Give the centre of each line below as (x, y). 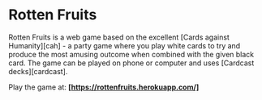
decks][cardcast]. (38, 71)
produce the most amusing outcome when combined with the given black (131, 54)
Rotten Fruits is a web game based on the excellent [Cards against (119, 37)
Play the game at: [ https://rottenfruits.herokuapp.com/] (104, 87)
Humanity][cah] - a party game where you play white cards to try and (125, 45)
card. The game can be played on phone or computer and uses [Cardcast (131, 63)
